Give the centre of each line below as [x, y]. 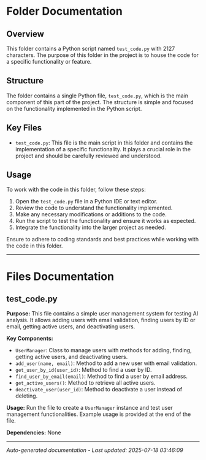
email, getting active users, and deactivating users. [71, 326]
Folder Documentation [64, 11]
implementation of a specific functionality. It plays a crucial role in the [103, 149]
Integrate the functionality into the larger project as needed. [91, 227]
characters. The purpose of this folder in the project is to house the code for [103, 55]
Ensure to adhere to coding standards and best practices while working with [103, 239]
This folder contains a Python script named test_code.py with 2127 [91, 48]
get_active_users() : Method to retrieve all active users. [85, 383]
